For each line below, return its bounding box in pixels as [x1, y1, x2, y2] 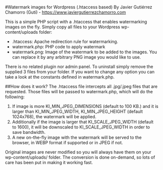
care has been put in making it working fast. [5, 160, 93, 165]
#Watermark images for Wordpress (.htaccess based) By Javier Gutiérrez [5, 4, 152, 10]
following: [5, 94, 25, 100]
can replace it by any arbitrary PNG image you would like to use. [12, 54, 141, 60]
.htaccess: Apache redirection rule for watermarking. [12, 39, 118, 44]
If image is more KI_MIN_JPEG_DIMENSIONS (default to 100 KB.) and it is [12, 104, 159, 109]
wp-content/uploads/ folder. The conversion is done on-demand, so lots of [5, 154, 155, 160]
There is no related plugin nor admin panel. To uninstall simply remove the [5, 64, 153, 69]
